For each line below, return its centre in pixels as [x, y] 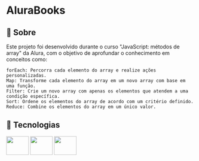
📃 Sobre [21, 32]
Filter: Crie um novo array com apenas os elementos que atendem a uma [97, 91]
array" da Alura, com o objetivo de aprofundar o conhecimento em [88, 53]
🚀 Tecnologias [33, 125]
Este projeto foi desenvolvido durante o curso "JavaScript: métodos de [93, 47]
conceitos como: [27, 59]
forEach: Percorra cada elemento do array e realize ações [81, 70]
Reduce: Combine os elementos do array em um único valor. [81, 107]
